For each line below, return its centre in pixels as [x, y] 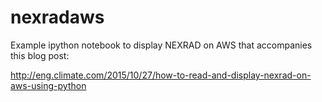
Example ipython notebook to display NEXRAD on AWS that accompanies [161, 45]
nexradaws [57, 17]
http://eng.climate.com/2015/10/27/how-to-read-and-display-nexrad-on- [161, 75]
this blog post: [40, 55]
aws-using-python [48, 85]
